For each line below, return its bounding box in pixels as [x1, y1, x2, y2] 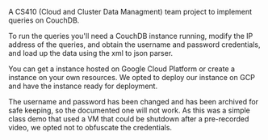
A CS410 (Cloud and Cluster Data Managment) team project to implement [8, 7, 253, 16]
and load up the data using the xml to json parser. [8, 49, 174, 57]
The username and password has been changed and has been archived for [8, 97, 259, 106]
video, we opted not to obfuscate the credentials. [8, 123, 172, 132]
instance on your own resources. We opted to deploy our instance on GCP [8, 73, 256, 82]
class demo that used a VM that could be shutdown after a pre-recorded [8, 114, 249, 124]
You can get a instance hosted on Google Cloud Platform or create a [8, 64, 236, 74]
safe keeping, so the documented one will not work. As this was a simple [8, 105, 250, 115]
